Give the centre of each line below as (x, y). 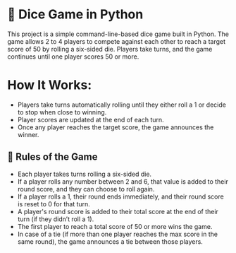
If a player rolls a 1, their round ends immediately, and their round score (120, 196)
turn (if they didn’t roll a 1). (56, 219)
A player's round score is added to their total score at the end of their (118, 211)
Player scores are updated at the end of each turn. (91, 119)
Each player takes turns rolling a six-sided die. (85, 174)
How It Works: (50, 85)
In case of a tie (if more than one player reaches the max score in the (118, 234)
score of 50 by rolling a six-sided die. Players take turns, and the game (110, 49)
